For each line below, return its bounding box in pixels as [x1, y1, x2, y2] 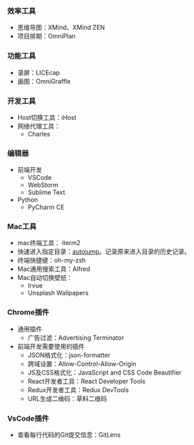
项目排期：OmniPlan [17, 32, 76, 40]
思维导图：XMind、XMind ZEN [17, 23, 106, 32]
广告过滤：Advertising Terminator [27, 333, 124, 342]
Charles [27, 130, 51, 138]
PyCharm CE [27, 203, 65, 212]
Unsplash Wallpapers [27, 289, 89, 297]
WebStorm [27, 181, 58, 189]
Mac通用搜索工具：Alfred [17, 265, 90, 273]
